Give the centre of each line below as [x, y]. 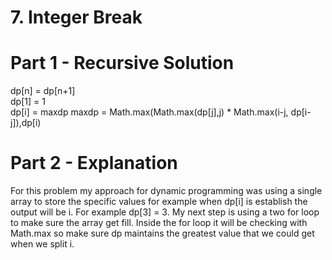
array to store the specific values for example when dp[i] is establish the [159, 202]
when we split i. [42, 244]
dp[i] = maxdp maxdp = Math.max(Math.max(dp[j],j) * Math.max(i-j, [149, 112]
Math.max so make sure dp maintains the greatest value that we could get [162, 233]
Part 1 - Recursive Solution [122, 63]
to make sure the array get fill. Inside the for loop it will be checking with [159, 223]
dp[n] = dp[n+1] [43, 91]
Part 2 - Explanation [94, 163]
